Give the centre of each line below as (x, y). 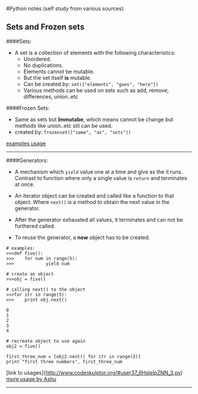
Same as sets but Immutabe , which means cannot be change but (94, 119)
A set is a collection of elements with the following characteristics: (95, 52)
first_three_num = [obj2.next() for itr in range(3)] (74, 356)
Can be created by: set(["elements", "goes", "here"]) (91, 84)
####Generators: (27, 160)
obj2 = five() (24, 346)
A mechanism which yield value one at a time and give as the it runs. (98, 172)
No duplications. (43, 65)
